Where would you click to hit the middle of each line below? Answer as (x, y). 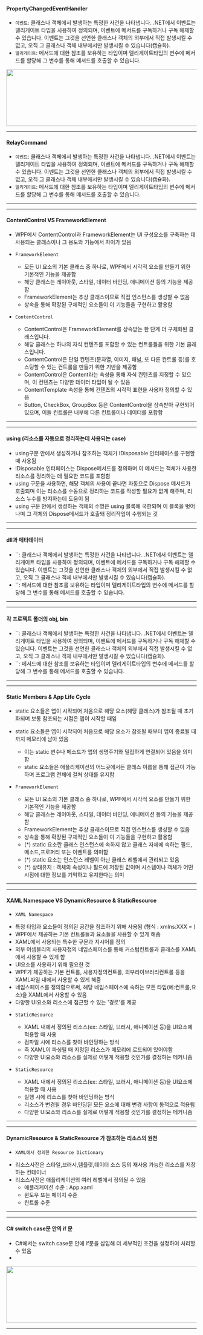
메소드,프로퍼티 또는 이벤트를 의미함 (66, 852)
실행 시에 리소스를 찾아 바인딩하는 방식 (69, 1096)
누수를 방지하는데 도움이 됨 (58, 498)
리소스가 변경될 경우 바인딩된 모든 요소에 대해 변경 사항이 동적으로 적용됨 (109, 1104)
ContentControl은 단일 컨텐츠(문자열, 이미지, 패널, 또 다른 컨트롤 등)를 (107, 359)
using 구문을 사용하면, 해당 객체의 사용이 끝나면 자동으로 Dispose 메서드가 (103, 483)
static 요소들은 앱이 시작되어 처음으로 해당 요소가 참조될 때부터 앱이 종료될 (102, 731)
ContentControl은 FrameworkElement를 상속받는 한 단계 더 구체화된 (106, 329)
